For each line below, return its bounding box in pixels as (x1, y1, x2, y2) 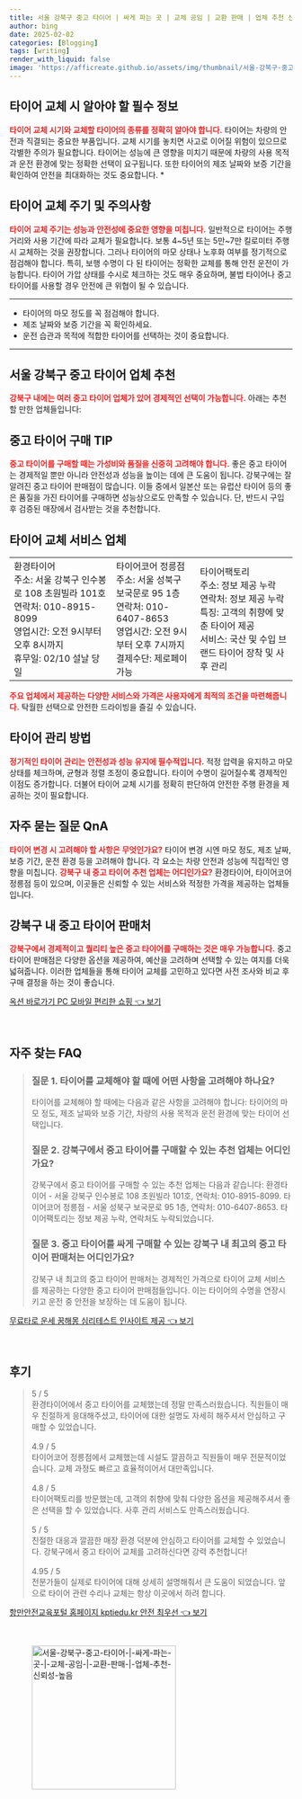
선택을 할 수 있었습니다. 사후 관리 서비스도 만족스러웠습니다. (40, 1505, 250, 1516)
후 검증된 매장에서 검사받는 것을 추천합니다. (9, 503, 161, 514)
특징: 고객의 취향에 (200, 606, 274, 619)
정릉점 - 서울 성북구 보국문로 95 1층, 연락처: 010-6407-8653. (62, 1202, 279, 1213)
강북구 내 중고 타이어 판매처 (9, 918, 151, 933)
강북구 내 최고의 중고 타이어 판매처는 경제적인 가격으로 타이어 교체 (31, 1273, 262, 1284)
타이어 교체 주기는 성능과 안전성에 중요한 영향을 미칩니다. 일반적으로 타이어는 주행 (9, 224, 293, 235)
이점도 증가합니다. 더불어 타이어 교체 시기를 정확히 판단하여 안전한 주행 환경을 (9, 779, 280, 789)
